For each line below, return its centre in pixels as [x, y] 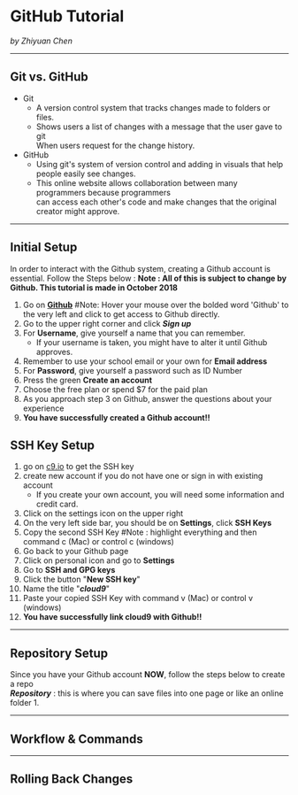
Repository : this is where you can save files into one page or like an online [147, 693]
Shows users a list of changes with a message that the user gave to [159, 127]
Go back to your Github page [76, 552]
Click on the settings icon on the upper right [103, 513]
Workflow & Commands [77, 739]
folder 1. [25, 703]
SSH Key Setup [53, 445]
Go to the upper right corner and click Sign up [107, 323]
